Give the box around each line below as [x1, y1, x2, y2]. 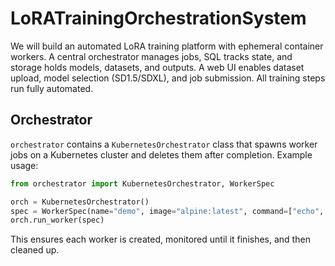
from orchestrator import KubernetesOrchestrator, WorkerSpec [10, 178, 275, 189]
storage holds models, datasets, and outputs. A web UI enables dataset [10, 61, 305, 73]
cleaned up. [10, 244, 60, 256]
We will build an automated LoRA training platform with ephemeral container [10, 40, 324, 52]
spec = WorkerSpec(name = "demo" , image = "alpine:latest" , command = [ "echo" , [10, 206, 325, 216]
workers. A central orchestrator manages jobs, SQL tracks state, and [10, 50, 293, 62]
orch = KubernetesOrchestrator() [10, 197, 150, 207]
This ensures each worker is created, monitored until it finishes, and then [10, 233, 311, 246]
